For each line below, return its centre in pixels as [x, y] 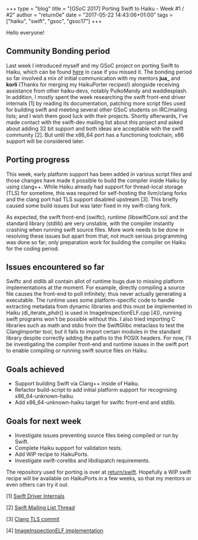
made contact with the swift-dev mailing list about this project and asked [95, 122]
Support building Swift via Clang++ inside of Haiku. [77, 384]
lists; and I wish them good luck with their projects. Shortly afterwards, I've [97, 116]
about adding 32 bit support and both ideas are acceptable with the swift [95, 128]
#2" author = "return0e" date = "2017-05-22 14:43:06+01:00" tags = [90, 15]
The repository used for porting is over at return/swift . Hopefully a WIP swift [99, 472]
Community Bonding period [58, 51]
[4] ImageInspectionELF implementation [55, 531]
